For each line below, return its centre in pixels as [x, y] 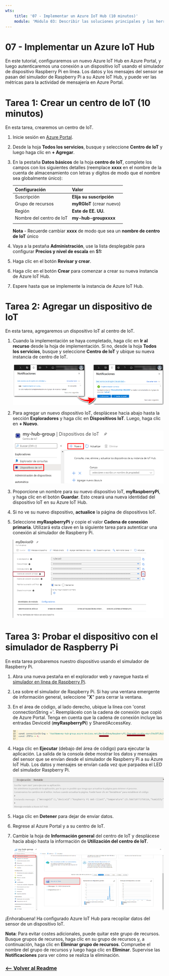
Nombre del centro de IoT [41, 218]
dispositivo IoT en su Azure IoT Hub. [50, 502]
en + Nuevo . [25, 424]
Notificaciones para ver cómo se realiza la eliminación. [63, 955]
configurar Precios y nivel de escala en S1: [57, 251]
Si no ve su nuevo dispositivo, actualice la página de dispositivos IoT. [84, 512]
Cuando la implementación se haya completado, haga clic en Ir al [80, 341]
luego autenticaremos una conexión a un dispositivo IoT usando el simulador [84, 66]
